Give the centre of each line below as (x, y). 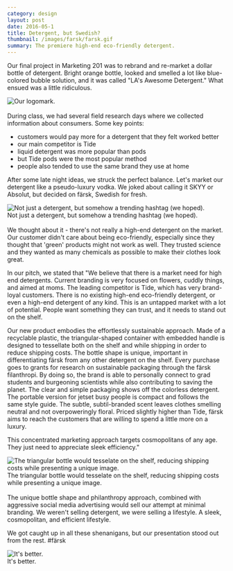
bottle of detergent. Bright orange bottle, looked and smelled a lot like (106, 73)
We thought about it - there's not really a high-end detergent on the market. (115, 230)
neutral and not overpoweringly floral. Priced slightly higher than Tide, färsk (115, 411)
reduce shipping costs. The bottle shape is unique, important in (98, 352)
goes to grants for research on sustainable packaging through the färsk (109, 367)
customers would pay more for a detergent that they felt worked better (118, 137)
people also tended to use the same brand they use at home (103, 166)
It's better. (22, 561)
